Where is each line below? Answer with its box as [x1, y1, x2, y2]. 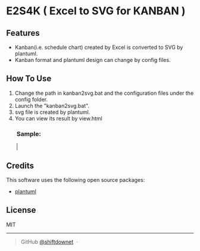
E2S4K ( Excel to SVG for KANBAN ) [6, 4, 186, 18]
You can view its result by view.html [14, 114, 102, 122]
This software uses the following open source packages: [6, 176, 145, 183]
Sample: [17, 129, 42, 138]
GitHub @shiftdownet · [20, 238, 79, 245]
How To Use [6, 73, 52, 84]
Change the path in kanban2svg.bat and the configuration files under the [14, 89, 194, 97]
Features [6, 28, 40, 38]
